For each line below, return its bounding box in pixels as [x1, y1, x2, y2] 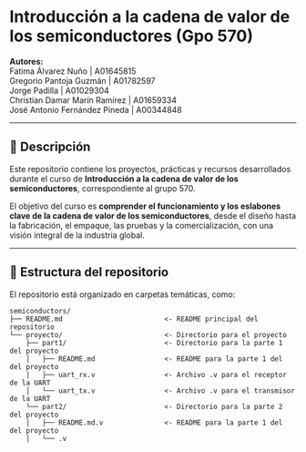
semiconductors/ [9, 306, 71, 315]
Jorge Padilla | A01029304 [9, 85, 109, 96]
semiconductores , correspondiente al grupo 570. [9, 182, 196, 193]
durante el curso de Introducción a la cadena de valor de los [9, 173, 239, 184]
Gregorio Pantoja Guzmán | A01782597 [9, 75, 156, 86]
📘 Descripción [9, 139, 91, 155]
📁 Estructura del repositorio [9, 264, 169, 280]
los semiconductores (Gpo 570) [9, 26, 253, 46]
